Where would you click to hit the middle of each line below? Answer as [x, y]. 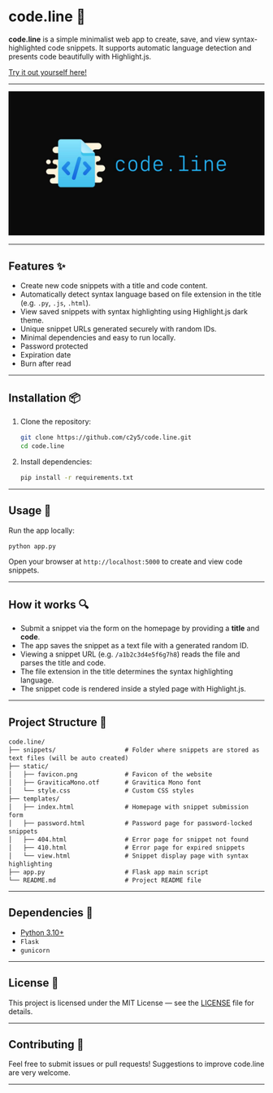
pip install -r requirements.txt [77, 477]
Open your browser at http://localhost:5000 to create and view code [126, 562]
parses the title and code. [63, 663]
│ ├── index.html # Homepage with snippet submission [129, 807]
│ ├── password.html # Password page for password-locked [130, 823]
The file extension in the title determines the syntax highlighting [126, 672]
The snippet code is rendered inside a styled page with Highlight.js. [133, 689]
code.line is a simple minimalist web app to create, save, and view [119, 39]
